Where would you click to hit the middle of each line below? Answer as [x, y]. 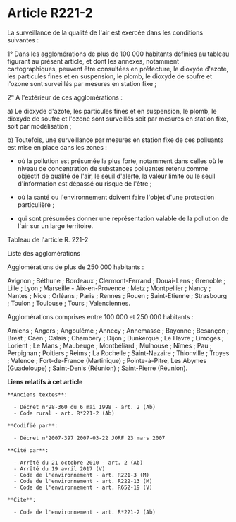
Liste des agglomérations [44, 253]
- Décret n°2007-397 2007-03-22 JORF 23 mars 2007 [89, 438]
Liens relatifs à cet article [45, 381]
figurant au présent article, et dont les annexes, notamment [93, 61]
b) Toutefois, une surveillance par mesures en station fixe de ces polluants [115, 140]
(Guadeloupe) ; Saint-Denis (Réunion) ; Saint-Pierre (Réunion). [98, 368]
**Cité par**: [28, 450]
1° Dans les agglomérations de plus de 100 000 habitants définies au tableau [118, 54]
